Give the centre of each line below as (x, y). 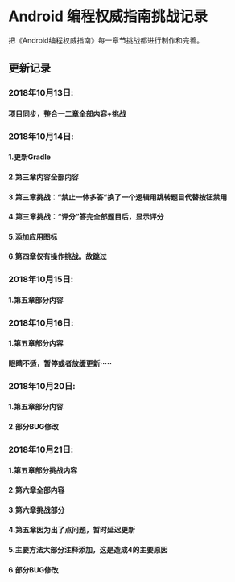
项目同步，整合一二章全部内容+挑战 (67, 113)
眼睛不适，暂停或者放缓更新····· (60, 363)
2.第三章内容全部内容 (43, 177)
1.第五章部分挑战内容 (43, 470)
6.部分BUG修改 (33, 570)
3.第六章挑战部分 (37, 510)
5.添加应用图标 (33, 236)
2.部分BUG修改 (33, 427)
